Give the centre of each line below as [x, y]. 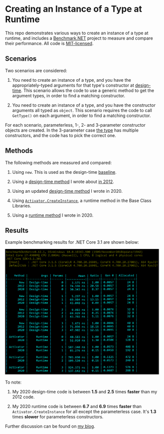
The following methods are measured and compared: [59, 162]
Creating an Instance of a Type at [74, 9]
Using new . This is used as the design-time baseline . [64, 172]
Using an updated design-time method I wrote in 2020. [67, 191]
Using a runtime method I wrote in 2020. [53, 215]
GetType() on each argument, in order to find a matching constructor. [82, 115]
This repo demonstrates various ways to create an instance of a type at [77, 33]
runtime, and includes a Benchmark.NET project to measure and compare [79, 38]
